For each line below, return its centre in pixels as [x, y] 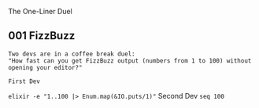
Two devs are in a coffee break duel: [72, 54]
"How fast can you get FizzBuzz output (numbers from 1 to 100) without [130, 61]
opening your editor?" [45, 67]
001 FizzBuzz [42, 36]
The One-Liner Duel [40, 11]
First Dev [24, 81]
